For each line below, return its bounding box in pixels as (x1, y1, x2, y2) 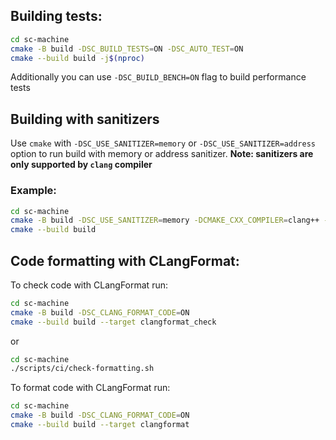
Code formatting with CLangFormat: (10, 252, 240, 269)
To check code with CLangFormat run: (10, 279, 168, 291)
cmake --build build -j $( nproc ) (10, 53, 145, 63)
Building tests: (10, 8, 103, 25)
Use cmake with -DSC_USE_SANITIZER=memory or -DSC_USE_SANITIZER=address (10, 137, 316, 149)
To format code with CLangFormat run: (10, 382, 171, 394)
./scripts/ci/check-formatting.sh (10, 364, 155, 374)
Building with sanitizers (10, 110, 160, 128)
